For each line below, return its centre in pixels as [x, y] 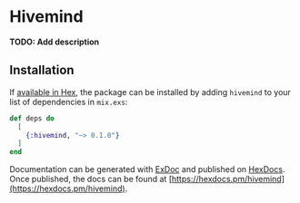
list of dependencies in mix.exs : [69, 101]
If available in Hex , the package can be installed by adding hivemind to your [150, 92]
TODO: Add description [55, 42]
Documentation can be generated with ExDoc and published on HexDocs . [147, 169]
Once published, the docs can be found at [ [91, 179]
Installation [42, 70]
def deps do [32, 118]
